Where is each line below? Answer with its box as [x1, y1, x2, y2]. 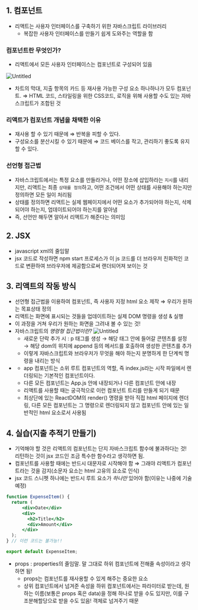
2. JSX [6, 231, 31, 241]
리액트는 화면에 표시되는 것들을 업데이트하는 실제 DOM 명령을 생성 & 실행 [14, 313, 184, 320]
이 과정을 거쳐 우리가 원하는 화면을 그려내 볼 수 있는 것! [14, 320, 141, 327]
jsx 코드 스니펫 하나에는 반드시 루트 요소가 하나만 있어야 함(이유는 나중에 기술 [14, 475, 192, 482]
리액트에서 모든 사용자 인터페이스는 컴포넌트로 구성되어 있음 [14, 61, 152, 68]
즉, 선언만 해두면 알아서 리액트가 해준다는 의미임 [14, 213, 125, 221]
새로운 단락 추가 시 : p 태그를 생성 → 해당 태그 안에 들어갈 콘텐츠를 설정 [23, 335, 187, 342]
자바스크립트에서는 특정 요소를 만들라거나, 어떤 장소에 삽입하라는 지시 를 [14, 176, 178, 183]
